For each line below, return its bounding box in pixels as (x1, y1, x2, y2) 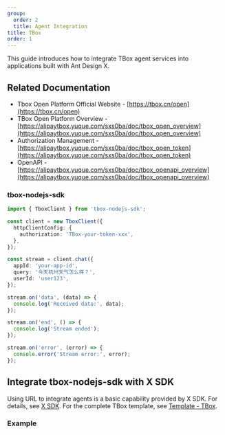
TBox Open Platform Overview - (17, 114, 108, 122)
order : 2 (13, 16, 39, 23)
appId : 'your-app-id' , (13, 263, 78, 269)
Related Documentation (7, 82, 111, 93)
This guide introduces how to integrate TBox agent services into (7, 54, 189, 63)
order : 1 (7, 36, 32, 43)
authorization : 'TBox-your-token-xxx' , (19, 231, 134, 238)
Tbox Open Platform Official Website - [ (17, 100, 129, 108)
